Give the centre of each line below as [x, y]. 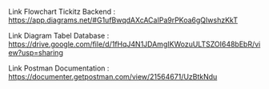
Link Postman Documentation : [59, 68]
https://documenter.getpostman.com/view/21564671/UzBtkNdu [113, 77]
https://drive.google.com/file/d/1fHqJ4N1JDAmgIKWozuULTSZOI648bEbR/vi [134, 44]
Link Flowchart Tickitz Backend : [62, 12]
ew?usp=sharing [36, 53]
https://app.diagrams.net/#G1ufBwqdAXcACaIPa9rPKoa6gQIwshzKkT [123, 20]
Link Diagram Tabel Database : [59, 36]
